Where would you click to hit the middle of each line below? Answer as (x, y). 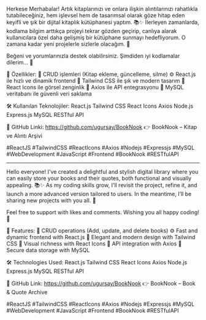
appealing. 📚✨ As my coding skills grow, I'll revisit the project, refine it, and (102, 185)
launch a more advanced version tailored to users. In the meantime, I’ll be (99, 194)
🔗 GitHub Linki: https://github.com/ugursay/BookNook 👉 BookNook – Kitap (102, 127)
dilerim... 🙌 (20, 62)
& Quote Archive (27, 292)
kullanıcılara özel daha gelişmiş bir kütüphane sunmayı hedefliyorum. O (96, 37)
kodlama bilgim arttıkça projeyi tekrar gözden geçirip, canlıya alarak (92, 31)
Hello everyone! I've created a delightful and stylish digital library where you (102, 172)
